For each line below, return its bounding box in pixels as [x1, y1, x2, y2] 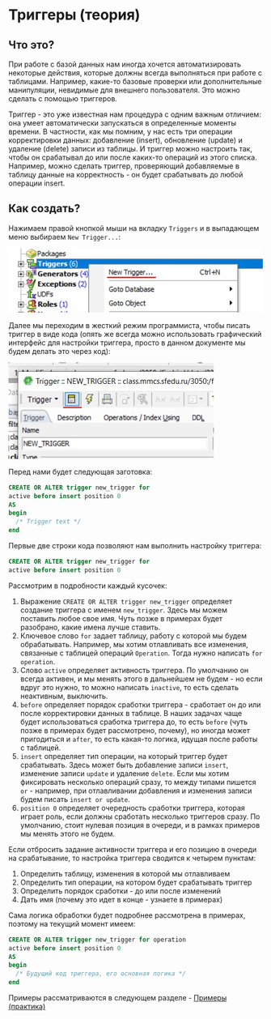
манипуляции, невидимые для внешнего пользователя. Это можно [8, 85, 241, 95]
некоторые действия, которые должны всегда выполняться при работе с [8, 68, 263, 78]
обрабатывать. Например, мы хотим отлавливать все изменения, [19, 639, 248, 649]
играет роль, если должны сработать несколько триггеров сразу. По [19, 812, 260, 821]
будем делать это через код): [8, 346, 111, 356]
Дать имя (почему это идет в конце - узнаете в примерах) [19, 894, 223, 904]
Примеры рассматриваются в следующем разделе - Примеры [8, 993, 227, 1003]
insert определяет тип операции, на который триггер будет [19, 751, 228, 761]
